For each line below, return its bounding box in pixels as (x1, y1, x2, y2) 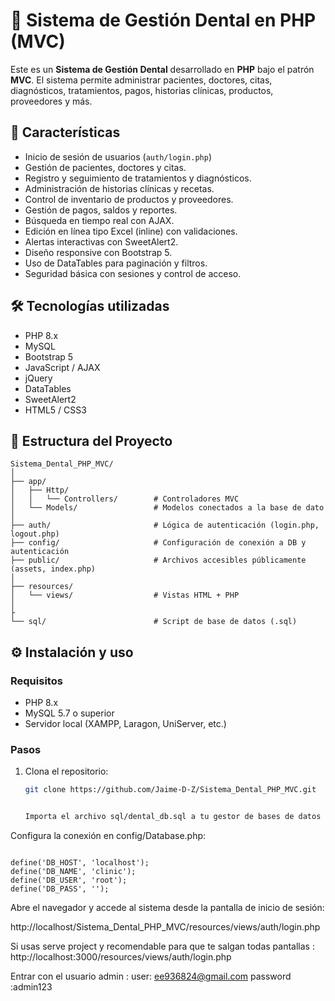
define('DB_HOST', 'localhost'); (10, 858, 150, 868)
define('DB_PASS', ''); (10, 884, 110, 894)
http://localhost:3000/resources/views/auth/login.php (10, 951, 232, 963)
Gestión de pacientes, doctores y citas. (24, 161, 187, 173)
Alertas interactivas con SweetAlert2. (24, 235, 179, 248)
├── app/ (10, 477, 47, 487)
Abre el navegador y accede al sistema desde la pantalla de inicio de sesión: (10, 902, 325, 914)
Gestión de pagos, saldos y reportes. (24, 204, 178, 216)
